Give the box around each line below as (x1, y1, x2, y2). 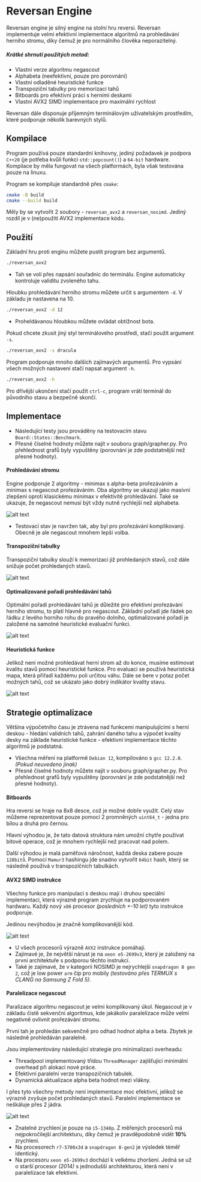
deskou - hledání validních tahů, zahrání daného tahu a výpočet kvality (6, 730, 181, 737)
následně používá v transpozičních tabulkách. (6, 862, 120, 869)
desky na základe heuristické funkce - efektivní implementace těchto (6, 736, 177, 744)
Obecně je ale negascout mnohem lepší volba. (14, 529, 130, 536)
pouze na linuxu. (6, 169, 47, 176)
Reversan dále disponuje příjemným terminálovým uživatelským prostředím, (6, 110, 193, 117)
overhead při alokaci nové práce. (14, 1063, 97, 1071)
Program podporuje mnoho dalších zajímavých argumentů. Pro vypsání (6, 358, 182, 365)
